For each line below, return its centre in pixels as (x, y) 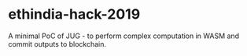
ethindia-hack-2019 (74, 14)
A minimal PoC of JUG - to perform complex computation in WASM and (124, 36)
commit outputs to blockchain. (57, 44)
